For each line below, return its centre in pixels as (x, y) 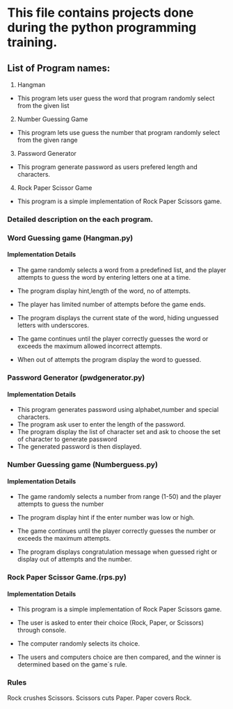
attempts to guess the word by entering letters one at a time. (104, 278)
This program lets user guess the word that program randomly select (116, 98)
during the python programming (102, 27)
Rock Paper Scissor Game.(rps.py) (67, 577)
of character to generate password (67, 439)
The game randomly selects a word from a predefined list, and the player (122, 270)
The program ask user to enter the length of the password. (101, 424)
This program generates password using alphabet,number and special (118, 410)
